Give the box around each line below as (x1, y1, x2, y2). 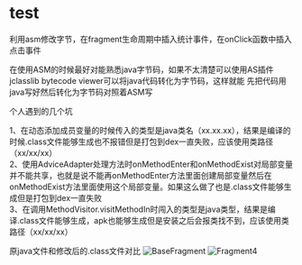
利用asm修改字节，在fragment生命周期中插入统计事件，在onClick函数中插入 (9, 33, 293, 44)
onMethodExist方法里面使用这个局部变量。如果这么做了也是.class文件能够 (9, 181, 284, 192)
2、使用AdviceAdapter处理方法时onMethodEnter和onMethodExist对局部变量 (9, 159, 293, 169)
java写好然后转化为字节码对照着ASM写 (9, 87, 153, 97)
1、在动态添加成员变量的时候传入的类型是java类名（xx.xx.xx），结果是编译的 (9, 124, 291, 135)
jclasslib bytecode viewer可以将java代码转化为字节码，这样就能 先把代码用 (9, 75, 287, 86)
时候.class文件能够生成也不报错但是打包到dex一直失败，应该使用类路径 (9, 136, 274, 147)
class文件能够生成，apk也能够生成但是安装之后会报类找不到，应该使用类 (19, 215, 290, 225)
